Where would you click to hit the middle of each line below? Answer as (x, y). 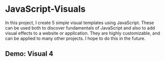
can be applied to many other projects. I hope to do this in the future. (75, 38)
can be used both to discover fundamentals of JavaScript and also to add (80, 28)
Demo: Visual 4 (29, 54)
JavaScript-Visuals (45, 9)
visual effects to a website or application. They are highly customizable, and (82, 33)
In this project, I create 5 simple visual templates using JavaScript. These (80, 23)
